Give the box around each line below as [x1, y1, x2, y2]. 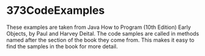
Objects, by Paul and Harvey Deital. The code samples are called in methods [6, 30, 199, 37]
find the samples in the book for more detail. [6, 43, 118, 50]
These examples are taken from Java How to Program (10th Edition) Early [6, 23, 192, 31]
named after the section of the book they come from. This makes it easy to [6, 36, 195, 43]
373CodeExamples [6, 4, 105, 17]
